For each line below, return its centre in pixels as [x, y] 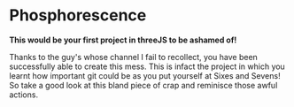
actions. [23, 95]
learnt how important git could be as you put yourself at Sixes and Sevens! [145, 75]
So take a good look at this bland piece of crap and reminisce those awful [143, 85]
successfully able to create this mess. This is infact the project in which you [147, 66]
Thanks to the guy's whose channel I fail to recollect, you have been [134, 57]
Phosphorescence [78, 15]
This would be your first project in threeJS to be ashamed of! [123, 40]
